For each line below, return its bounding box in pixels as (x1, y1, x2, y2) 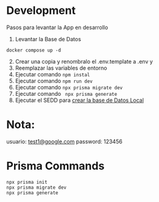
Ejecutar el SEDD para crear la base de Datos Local (15, 96, 144, 104)
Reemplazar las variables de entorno (15, 64, 108, 72)
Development (6, 4, 76, 18)
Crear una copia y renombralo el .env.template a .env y (15, 58, 154, 65)
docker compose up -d (6, 47, 62, 53)
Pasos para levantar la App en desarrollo (6, 24, 108, 31)
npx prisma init (6, 179, 48, 185)
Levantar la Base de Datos (15, 35, 81, 42)
